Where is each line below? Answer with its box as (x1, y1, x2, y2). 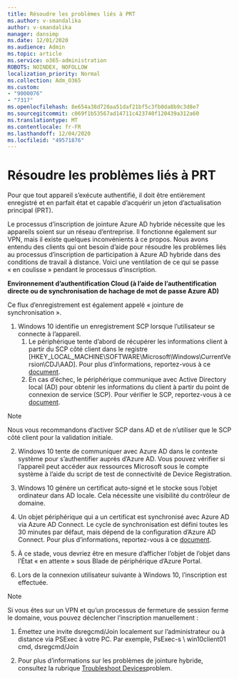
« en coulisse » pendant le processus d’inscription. (7, 266, 157, 274)
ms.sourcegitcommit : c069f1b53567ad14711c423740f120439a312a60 (7, 110, 200, 117)
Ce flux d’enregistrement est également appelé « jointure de (7, 301, 184, 309)
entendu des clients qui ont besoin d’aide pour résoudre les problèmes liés (7, 243, 227, 251)
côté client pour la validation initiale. (7, 433, 113, 442)
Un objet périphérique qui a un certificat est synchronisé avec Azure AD (17, 513, 230, 521)
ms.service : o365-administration (7, 57, 107, 64)
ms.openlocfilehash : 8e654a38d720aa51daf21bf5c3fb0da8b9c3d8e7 (7, 104, 200, 111)
